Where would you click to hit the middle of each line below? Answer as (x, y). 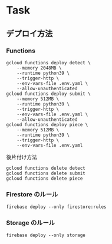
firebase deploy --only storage (46, 235)
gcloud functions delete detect (46, 168)
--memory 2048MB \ (39, 68)
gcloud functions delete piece (45, 178)
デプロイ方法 (29, 33)
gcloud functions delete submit (46, 173)
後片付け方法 (22, 157)
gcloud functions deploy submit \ (49, 94)
